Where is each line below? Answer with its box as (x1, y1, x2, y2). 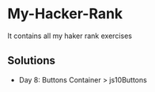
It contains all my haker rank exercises (7, 31, 132, 40)
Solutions (7, 54, 56, 67)
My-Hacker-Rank (7, 5, 123, 23)
